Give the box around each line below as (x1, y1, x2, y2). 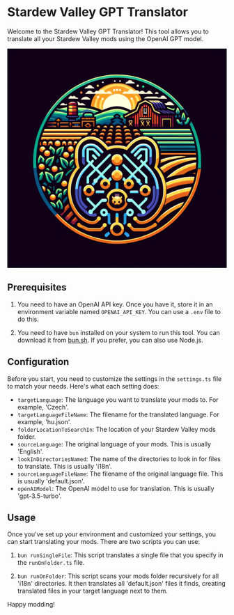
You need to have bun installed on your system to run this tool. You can (17, 328, 221, 336)
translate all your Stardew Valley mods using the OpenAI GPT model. (7, 34, 204, 42)
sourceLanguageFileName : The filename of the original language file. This (17, 469, 224, 478)
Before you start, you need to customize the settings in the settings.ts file (7, 374, 222, 383)
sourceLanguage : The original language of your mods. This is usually (17, 439, 211, 448)
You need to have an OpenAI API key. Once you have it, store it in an (17, 300, 214, 309)
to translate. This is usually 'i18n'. (17, 462, 113, 470)
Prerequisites (7, 281, 67, 293)
